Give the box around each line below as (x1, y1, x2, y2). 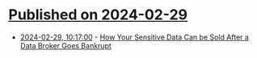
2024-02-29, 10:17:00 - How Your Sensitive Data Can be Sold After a (19, 32, 249, 42)
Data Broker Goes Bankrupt (19, 40, 112, 50)
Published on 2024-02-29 (8, 6, 188, 24)
